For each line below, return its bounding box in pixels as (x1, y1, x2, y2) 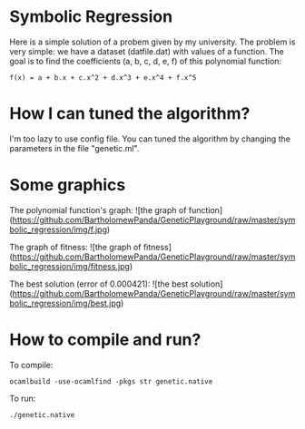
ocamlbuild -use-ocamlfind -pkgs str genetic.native (9, 376, 213, 386)
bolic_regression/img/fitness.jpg (9, 260, 130, 271)
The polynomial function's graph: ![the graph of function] (9, 204, 223, 215)
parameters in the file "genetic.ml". (9, 142, 140, 153)
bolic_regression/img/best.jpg (9, 297, 122, 308)
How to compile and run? (9, 329, 202, 350)
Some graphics (9, 175, 126, 196)
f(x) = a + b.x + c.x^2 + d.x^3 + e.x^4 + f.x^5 (9, 73, 197, 83)
